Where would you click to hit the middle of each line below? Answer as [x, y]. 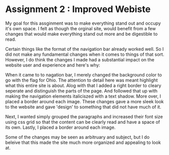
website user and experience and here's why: [53, 65]
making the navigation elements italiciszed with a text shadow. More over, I [83, 96]
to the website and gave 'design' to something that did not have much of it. [83, 107]
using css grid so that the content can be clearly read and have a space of [83, 122]
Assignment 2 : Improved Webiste [78, 9]
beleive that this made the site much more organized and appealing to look [83, 142]
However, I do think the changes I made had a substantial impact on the [80, 59]
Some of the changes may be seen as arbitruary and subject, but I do [77, 137]
